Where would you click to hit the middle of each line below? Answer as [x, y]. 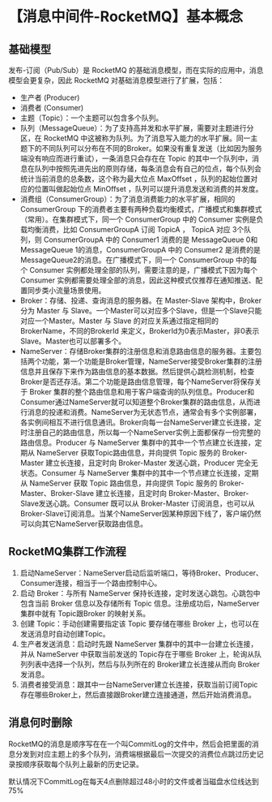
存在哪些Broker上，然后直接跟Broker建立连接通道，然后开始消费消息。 [138, 694]
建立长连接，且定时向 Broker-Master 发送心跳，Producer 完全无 [152, 463]
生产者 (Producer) [50, 97]
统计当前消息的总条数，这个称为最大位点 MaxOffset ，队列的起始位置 [135, 179]
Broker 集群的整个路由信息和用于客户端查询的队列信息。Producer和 [142, 392]
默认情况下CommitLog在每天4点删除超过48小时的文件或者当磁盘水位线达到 [134, 781]
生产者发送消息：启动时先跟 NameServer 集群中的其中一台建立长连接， [139, 644]
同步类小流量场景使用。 [66, 290]
